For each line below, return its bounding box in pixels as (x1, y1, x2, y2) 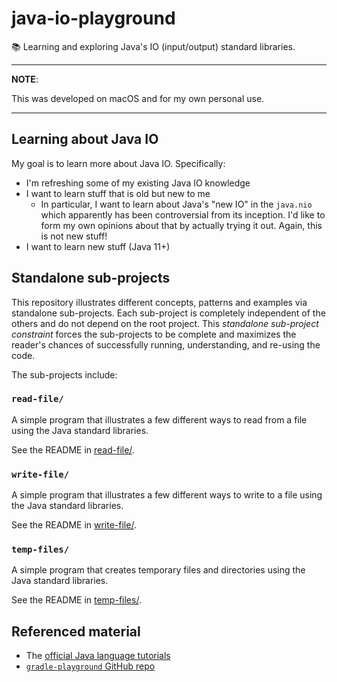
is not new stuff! (40, 230, 108, 242)
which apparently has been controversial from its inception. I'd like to (40, 208, 326, 221)
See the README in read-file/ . (11, 443, 135, 456)
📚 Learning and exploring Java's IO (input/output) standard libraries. (11, 40, 296, 52)
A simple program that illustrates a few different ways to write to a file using (11, 489, 323, 501)
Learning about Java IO (11, 131, 159, 148)
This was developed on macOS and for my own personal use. (11, 92, 265, 104)
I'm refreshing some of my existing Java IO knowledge (25, 177, 251, 189)
